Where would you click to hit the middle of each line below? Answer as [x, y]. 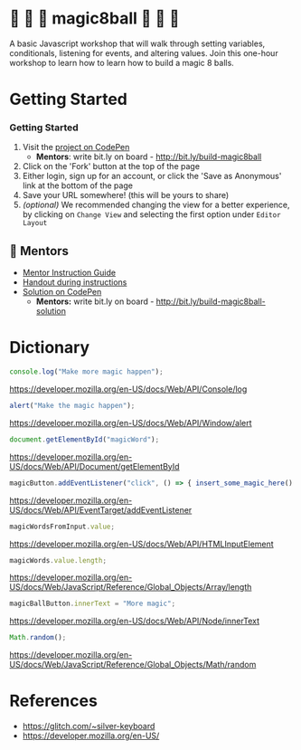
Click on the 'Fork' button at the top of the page [111, 166]
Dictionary [50, 348]
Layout [35, 223]
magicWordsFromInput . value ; [62, 527]
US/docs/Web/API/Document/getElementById [94, 466]
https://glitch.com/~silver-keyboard [89, 726]
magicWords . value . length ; [58, 560]
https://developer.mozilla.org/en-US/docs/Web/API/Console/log [128, 389]
